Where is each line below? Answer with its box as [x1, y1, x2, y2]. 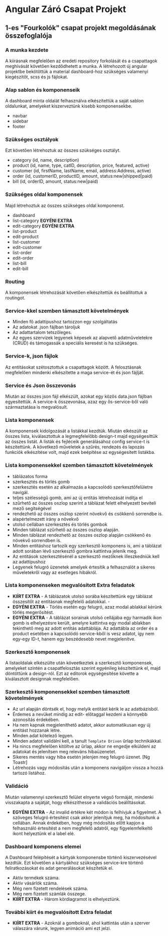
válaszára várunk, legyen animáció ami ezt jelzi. [12, 925, 111, 931]
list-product [12, 228, 37, 234]
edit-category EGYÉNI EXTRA [12, 222, 75, 229]
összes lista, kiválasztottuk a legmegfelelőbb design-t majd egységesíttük [5, 433, 158, 439]
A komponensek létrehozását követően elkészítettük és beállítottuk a [5, 290, 147, 296]
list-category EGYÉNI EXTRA [12, 217, 73, 223]
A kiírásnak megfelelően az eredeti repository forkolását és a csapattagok [5, 58, 157, 64]
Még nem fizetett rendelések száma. [12, 885, 88, 892]
